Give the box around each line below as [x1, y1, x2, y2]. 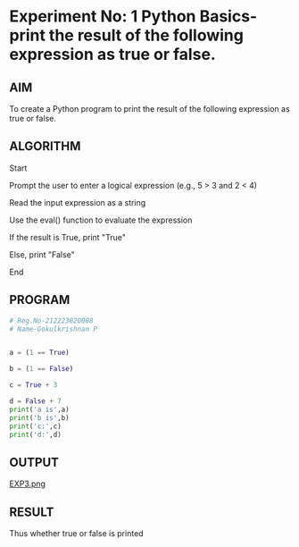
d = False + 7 [9, 397, 62, 406]
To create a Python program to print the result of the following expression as [9, 104, 290, 114]
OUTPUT [9, 454, 60, 470]
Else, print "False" [9, 248, 76, 260]
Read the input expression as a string [9, 197, 146, 207]
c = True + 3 [9, 381, 58, 390]
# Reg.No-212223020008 [9, 316, 94, 325]
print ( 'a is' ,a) [9, 405, 70, 414]
